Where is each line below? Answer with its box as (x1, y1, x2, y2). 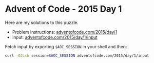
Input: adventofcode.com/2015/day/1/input (12, 34, 97, 40)
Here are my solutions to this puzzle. (5, 20, 79, 25)
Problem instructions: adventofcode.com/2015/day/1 (12, 29, 117, 35)
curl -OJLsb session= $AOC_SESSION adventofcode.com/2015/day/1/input (5, 53, 150, 58)
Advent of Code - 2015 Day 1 (5, 3, 122, 15)
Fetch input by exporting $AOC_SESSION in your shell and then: (5, 43, 127, 49)
